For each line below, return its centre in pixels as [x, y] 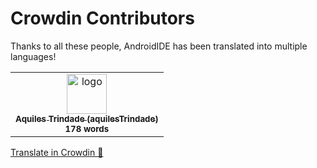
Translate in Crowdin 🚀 [57, 152]
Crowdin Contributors [102, 18]
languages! [33, 56]
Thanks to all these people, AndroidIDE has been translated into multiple [159, 46]
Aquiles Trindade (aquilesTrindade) [87, 118]
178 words [87, 128]
